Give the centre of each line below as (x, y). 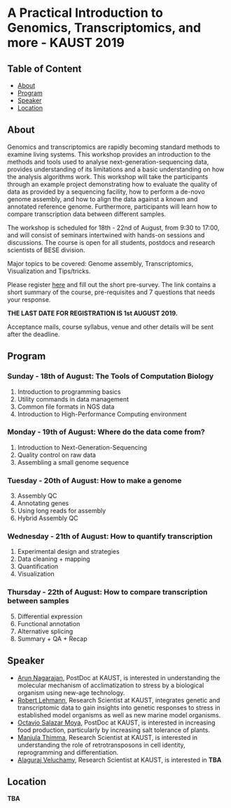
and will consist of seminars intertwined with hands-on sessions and (106, 235)
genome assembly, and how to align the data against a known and (103, 199)
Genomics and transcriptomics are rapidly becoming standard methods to (114, 147)
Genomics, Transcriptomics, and (104, 28)
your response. (29, 299)
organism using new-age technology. (71, 692)
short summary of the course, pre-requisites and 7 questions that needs (111, 292)
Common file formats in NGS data (66, 406)
